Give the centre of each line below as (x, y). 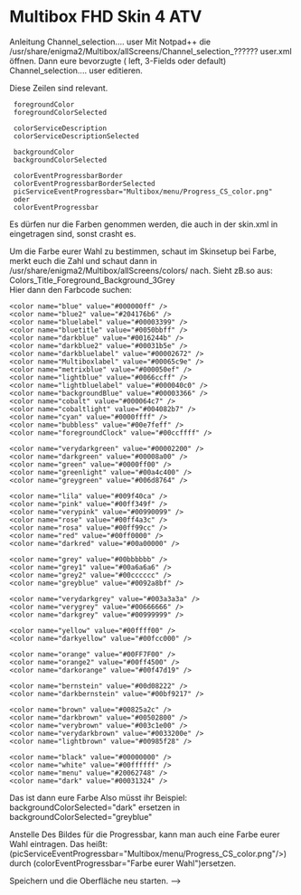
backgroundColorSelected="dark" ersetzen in (95, 807)
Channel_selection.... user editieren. (76, 71)
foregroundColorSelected (60, 112)
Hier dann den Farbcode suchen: (71, 289)
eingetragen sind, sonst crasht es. (73, 233)
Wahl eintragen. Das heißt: (59, 843)
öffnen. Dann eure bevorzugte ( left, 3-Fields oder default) (118, 61)
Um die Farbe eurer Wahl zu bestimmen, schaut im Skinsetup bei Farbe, (143, 251)
